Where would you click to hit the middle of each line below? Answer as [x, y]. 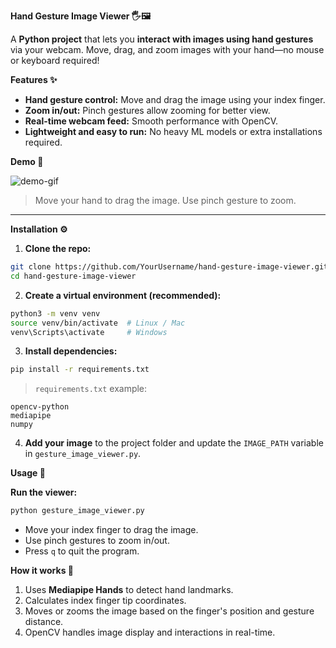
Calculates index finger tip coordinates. [105, 601]
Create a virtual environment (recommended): [123, 295]
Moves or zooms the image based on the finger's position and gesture [169, 611]
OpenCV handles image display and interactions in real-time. [150, 632]
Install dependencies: [71, 351]
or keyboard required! [55, 60]
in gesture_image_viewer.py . [83, 454]
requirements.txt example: [91, 389]
